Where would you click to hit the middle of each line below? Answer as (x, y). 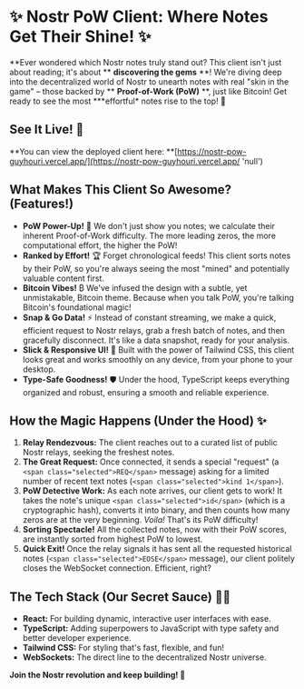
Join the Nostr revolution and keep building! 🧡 (98, 675)
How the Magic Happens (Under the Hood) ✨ (138, 420)
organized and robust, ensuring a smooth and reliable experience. (146, 392)
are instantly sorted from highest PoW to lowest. (113, 539)
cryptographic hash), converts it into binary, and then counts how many (156, 510)
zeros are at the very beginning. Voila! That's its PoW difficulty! (140, 520)
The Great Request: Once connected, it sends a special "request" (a (151, 462)
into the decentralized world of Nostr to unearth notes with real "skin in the (149, 81)
